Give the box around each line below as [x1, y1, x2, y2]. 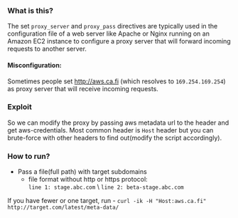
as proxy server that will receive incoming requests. [7, 84, 158, 93]
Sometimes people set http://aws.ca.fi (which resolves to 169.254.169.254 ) [7, 77, 226, 85]
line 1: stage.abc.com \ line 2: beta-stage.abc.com [28, 182, 184, 191]
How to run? [7, 151, 50, 161]
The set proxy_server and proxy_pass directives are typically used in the [7, 22, 218, 31]
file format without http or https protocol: [28, 175, 148, 184]
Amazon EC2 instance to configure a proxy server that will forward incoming [7, 37, 231, 46]
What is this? [7, 6, 53, 16]
